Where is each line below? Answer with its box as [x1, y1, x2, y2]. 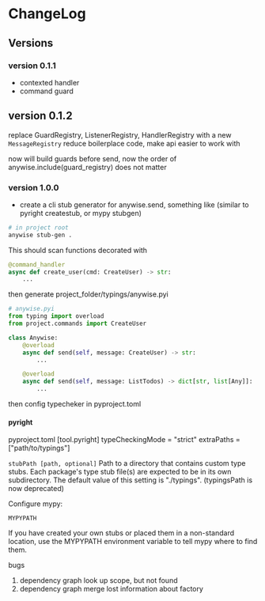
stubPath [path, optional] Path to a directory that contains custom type [8, 459, 246, 468]
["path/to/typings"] [8, 444, 70, 453]
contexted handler [19, 77, 80, 87]
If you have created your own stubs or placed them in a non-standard [8, 528, 235, 538]
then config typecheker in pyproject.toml [8, 399, 142, 409]
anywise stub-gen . [8, 231, 73, 239]
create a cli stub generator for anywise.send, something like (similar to [19, 199, 249, 210]
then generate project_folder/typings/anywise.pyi [8, 289, 168, 299]
